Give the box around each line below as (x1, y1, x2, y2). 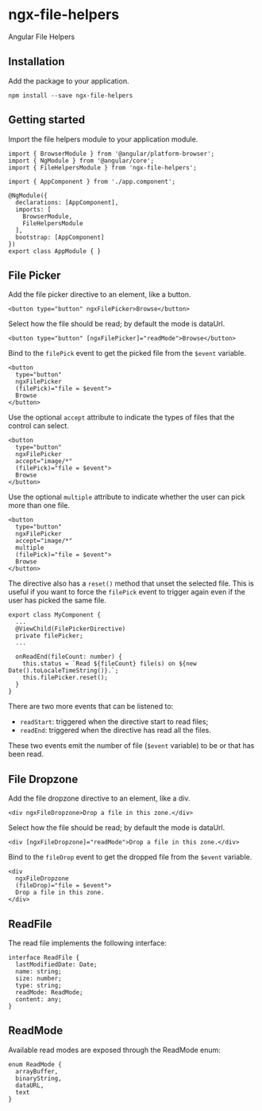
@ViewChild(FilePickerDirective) (15, 625, 126, 633)
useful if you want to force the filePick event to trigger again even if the (8, 587, 246, 597)
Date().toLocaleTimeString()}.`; (8, 667, 119, 675)
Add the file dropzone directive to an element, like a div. (8, 793, 191, 803)
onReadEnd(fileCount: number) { (15, 653, 123, 661)
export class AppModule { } (8, 247, 102, 255)
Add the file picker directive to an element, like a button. (8, 290, 191, 299)
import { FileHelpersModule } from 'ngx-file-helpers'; (8, 163, 197, 172)
